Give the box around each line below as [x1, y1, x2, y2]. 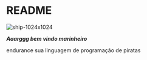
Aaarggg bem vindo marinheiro [6, 35, 87, 42]
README [6, 4, 52, 17]
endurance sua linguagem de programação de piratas [6, 46, 141, 54]
